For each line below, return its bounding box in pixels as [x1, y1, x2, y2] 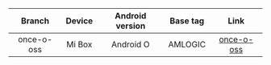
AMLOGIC [168, 39, 206, 50]
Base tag [169, 15, 205, 26]
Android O [111, 39, 151, 50]
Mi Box [66, 39, 93, 50]
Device [65, 15, 94, 26]
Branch [21, 15, 50, 26]
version [115, 20, 146, 31]
